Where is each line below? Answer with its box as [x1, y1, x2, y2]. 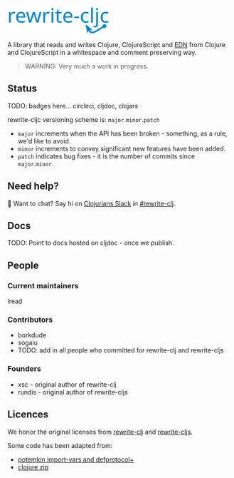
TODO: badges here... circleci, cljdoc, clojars [7, 101, 139, 110]
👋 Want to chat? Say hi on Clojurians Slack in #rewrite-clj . [7, 199, 176, 208]
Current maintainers [7, 280, 79, 290]
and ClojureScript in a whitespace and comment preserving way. [7, 49, 197, 56]
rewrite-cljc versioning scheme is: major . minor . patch [7, 115, 160, 123]
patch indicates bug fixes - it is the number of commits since [17, 152, 196, 161]
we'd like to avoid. [17, 136, 71, 145]
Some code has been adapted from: [7, 441, 113, 449]
